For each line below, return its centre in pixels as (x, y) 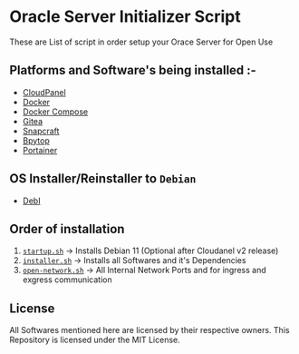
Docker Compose (55, 112)
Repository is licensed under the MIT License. (95, 340)
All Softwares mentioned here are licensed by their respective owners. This (149, 330)
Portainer (40, 150)
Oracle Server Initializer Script (125, 17)
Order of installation (67, 229)
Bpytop (36, 140)
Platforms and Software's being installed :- (133, 70)
